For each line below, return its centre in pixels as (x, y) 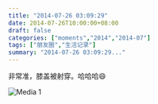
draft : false (30, 30)
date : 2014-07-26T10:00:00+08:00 (64, 23)
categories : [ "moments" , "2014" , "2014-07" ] (79, 38)
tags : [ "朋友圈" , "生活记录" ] (52, 45)
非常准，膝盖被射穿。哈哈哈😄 (57, 76)
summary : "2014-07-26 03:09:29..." (67, 52)
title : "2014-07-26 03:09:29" (58, 15)
